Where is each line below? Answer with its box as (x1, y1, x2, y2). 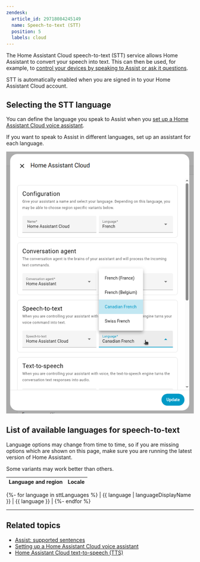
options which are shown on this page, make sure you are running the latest (6, 447, 192, 454)
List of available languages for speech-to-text (6, 425, 180, 435)
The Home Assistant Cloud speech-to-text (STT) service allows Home (6, 52, 179, 59)
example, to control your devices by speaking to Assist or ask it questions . (6, 64, 189, 72)
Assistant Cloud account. (6, 82, 68, 89)
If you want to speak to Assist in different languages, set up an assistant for (6, 133, 191, 140)
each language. (6, 139, 45, 147)
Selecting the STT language (6, 100, 111, 110)
